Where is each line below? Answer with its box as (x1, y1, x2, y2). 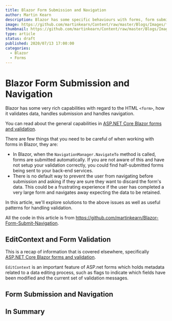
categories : (5, 46, 31, 51)
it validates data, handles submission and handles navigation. (5, 111, 135, 117)
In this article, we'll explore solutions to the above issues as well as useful (5, 199, 160, 206)
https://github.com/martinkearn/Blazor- (75, 215, 159, 221)
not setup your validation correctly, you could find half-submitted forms (12, 162, 164, 168)
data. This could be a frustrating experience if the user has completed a (12, 184, 164, 190)
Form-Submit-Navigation (5, 220, 58, 226)
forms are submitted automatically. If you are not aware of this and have (12, 157, 165, 163)
